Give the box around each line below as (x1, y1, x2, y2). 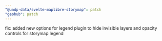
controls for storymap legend (5, 30, 64, 36)
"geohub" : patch (5, 12, 38, 17)
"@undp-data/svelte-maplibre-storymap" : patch (5, 7, 101, 12)
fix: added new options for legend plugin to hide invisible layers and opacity (5, 25, 158, 31)
